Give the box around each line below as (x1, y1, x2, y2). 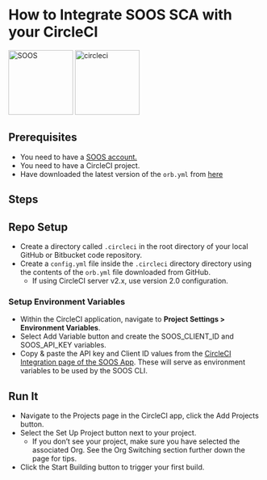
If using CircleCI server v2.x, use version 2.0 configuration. (31, 276, 228, 285)
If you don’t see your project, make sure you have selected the (31, 436, 240, 446)
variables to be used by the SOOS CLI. (19, 366, 148, 376)
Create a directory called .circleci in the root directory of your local (19, 241, 248, 251)
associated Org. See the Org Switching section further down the (31, 445, 246, 455)
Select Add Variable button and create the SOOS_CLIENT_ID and (19, 331, 234, 341)
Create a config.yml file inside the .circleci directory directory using (19, 259, 252, 268)
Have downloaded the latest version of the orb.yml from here (19, 169, 223, 179)
